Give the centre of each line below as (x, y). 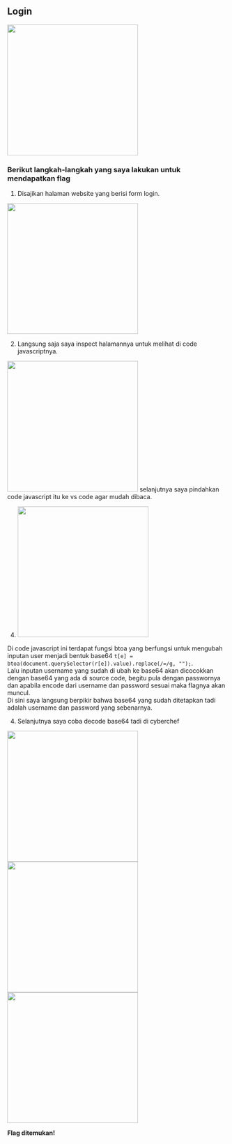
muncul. (19, 693)
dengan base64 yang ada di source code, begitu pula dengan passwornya (114, 678)
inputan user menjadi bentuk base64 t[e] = (70, 656)
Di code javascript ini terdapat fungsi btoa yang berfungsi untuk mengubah (115, 648)
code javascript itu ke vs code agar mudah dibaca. (80, 497)
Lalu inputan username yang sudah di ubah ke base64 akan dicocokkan (110, 671)
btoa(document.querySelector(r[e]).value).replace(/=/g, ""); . (100, 663)
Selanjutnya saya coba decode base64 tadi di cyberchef (98, 722)
